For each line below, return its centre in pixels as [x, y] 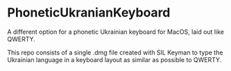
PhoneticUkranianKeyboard [89, 13]
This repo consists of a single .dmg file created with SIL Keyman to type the [115, 52]
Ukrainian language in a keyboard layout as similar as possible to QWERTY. [114, 59]
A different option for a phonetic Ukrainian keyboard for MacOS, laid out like [115, 32]
